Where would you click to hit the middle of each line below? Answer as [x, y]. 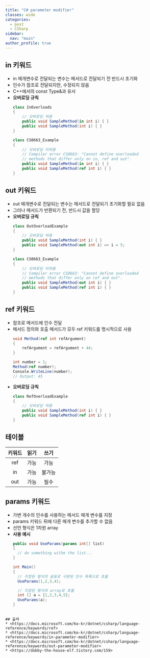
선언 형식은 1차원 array [35, 527]
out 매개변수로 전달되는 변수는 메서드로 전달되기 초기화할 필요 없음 [79, 204]
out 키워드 [21, 191]
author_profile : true [28, 43]
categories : [18, 19]
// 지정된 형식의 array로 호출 [46, 590]
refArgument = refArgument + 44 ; [58, 348]
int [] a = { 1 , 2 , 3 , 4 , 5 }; [44, 595]
